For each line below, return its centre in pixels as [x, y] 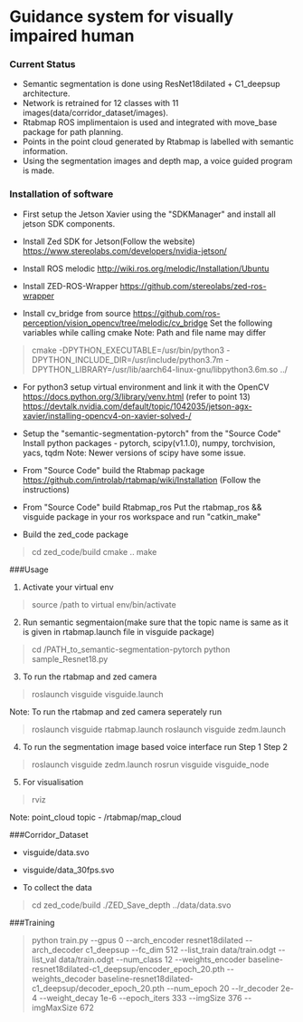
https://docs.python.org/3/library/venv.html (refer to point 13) [136, 396]
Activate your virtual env [68, 587]
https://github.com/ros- [176, 313]
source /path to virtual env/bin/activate [104, 604]
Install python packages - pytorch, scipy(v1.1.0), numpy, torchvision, [149, 443]
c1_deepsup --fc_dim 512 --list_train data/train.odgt [181, 949]
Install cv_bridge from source [76, 313]
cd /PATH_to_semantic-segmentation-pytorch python [131, 649]
